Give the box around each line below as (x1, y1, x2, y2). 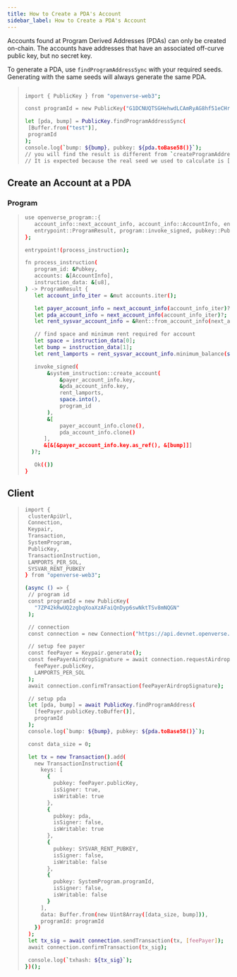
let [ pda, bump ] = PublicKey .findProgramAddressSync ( (24, 118, 187, 125)
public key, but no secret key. (7, 51, 93, 60)
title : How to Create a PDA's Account (7, 10, 121, 18)
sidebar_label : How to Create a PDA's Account (7, 17, 147, 24)
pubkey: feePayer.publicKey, (53, 780, 139, 787)
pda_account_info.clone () (59, 429, 136, 436)
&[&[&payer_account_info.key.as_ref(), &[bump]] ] (43, 442, 193, 449)
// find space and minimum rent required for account (34, 331, 196, 338)
